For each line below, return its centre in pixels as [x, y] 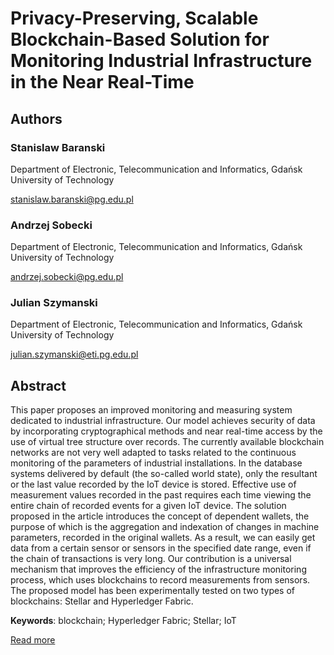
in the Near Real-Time [102, 82]
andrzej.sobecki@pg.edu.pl [67, 277]
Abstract [38, 385]
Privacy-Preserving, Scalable [134, 18]
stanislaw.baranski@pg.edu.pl [72, 199]
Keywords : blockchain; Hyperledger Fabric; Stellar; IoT [123, 621]
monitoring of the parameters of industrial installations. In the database [156, 463]
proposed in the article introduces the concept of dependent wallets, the [160, 516]
